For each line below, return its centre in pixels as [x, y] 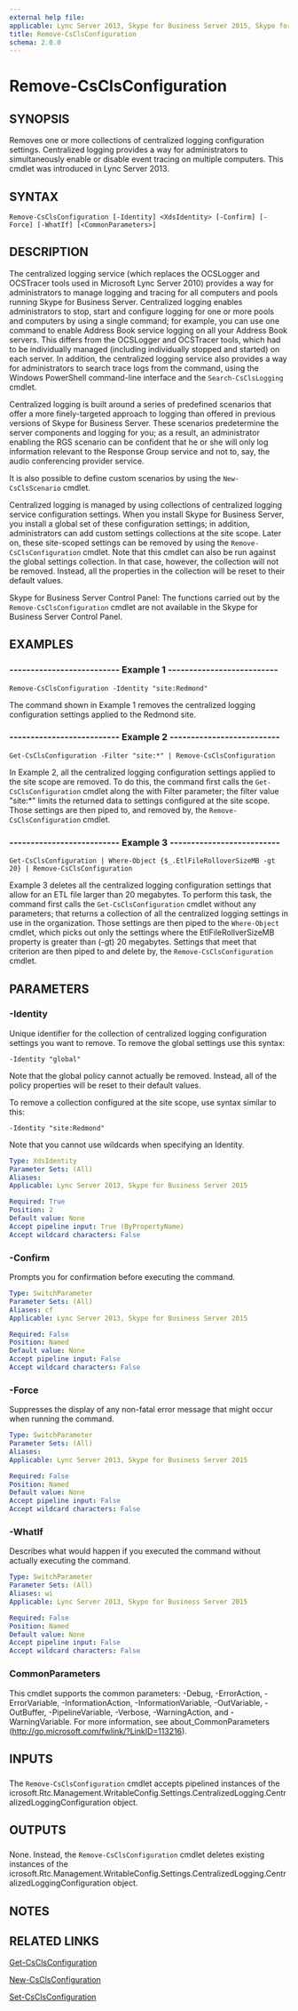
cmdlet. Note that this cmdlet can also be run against [180, 551]
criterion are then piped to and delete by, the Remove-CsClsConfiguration [141, 952]
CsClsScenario [35, 488]
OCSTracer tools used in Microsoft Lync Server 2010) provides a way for [141, 283]
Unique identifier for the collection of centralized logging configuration [138, 1034]
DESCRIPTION [49, 252]
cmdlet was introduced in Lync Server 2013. [90, 169]
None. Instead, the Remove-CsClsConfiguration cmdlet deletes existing [137, 1854]
